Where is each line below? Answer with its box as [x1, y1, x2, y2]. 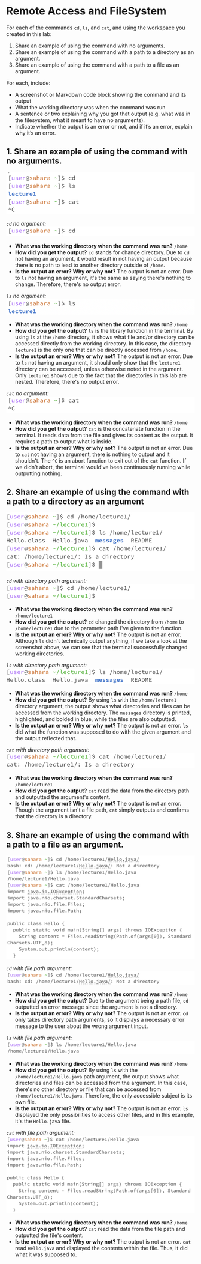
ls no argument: [6, 293, 47, 300]
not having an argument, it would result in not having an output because [14, 255, 193, 263]
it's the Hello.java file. [14, 1117, 71, 1125]
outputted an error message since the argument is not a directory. [14, 1003, 178, 1010]
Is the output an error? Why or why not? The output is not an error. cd [14, 1009, 188, 1016]
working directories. [14, 650, 65, 657]
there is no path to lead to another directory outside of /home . [14, 261, 166, 269]
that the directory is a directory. [14, 813, 93, 820]
